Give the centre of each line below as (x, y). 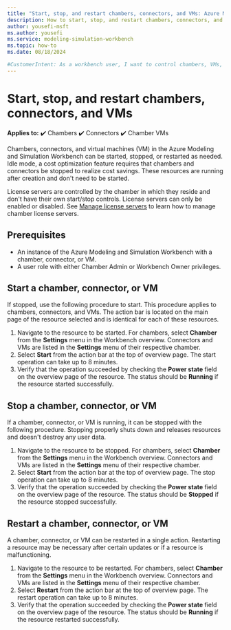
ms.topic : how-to (32, 46)
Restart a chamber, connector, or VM (88, 523)
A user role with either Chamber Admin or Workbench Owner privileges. (119, 266)
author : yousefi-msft (38, 26)
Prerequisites (36, 235)
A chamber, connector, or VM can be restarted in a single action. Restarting (114, 540)
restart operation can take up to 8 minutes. (78, 597)
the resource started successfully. (65, 384)
